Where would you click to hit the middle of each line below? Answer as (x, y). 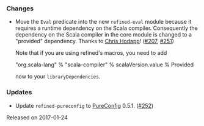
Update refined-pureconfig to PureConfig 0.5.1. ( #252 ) (84, 105)
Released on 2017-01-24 (37, 117)
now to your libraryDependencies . (58, 77)
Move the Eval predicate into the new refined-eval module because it (103, 22)
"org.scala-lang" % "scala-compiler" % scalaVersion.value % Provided (104, 65)
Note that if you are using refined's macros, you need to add (91, 53)
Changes (20, 9)
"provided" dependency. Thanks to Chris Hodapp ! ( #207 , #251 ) (94, 41)
